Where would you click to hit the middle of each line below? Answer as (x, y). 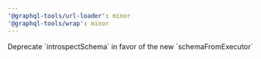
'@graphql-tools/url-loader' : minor (69, 16)
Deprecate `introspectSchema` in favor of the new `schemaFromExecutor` (130, 46)
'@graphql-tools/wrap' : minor (59, 23)
